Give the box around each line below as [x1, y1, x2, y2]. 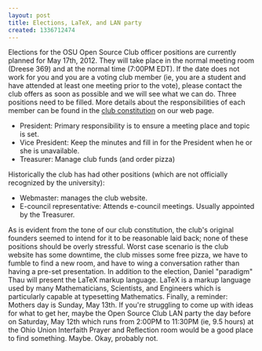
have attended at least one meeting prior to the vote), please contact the [8, 81, 242, 90]
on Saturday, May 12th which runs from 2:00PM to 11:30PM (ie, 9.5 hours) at [8, 317, 254, 327]
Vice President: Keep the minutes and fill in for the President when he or [19, 138, 253, 148]
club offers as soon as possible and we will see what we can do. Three [8, 90, 237, 99]
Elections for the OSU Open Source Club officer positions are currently [8, 48, 237, 57]
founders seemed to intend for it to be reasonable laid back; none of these [8, 233, 249, 243]
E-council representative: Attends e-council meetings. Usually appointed [19, 202, 255, 211]
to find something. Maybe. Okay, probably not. [8, 334, 158, 343]
